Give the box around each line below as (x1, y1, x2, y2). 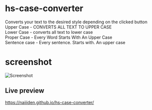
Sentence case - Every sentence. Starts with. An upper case (5, 39, 126, 45)
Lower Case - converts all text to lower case (5, 29, 93, 35)
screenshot (5, 57, 52, 68)
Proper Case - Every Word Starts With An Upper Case (5, 34, 112, 40)
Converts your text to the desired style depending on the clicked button (5, 19, 148, 25)
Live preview (5, 87, 45, 95)
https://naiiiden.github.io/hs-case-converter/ (5, 99, 94, 105)
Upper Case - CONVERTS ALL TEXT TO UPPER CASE (5, 24, 112, 30)
